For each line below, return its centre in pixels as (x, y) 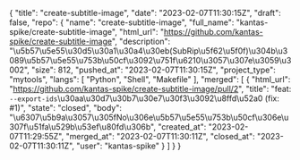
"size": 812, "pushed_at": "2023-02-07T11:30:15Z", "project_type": (153, 70)
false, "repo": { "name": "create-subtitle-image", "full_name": (122, 22)
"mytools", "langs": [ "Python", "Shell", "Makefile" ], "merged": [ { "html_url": (150, 79)
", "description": (141, 41)
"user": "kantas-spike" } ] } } (129, 146)
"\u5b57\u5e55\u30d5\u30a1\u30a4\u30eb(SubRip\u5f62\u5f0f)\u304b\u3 (149, 51)
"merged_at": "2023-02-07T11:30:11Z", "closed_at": (160, 136)
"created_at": (182, 127)
